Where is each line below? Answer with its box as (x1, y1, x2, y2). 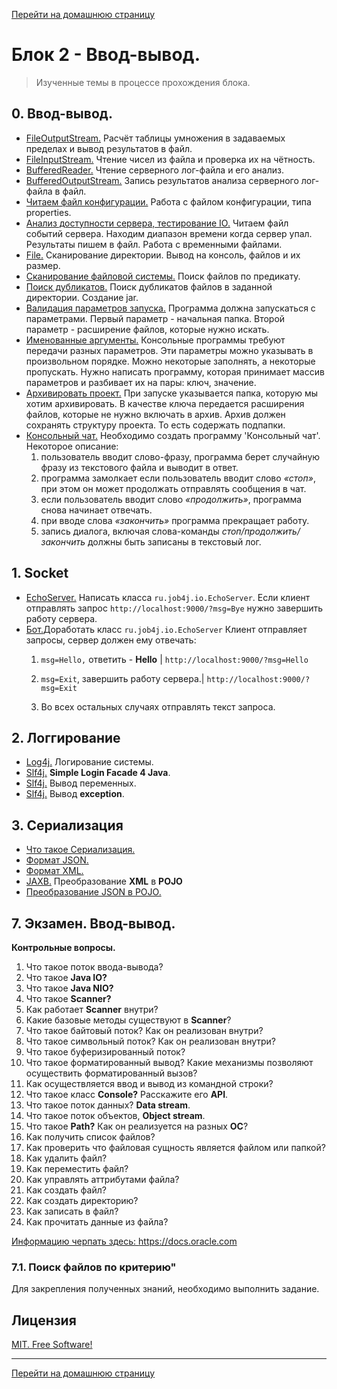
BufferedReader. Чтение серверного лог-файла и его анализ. (25, 164, 284, 176)
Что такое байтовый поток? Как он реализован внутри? (25, 1025, 264, 1036)
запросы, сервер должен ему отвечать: (25, 634, 197, 646)
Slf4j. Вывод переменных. (25, 777, 137, 789)
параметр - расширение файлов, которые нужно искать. (25, 323, 270, 335)
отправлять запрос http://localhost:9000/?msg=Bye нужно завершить (25, 602, 324, 614)
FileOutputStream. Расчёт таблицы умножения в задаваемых (25, 132, 286, 144)
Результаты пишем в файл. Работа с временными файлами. (25, 238, 283, 250)
